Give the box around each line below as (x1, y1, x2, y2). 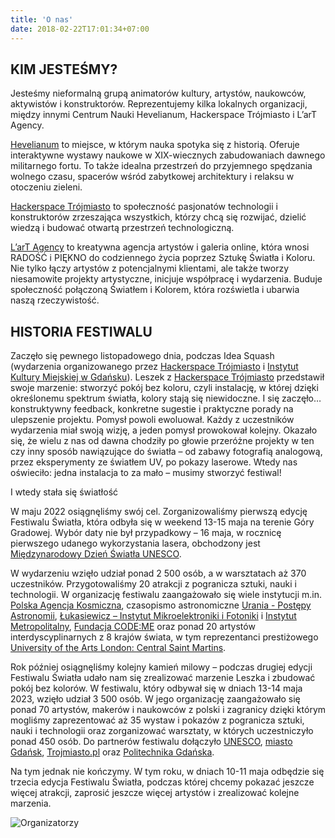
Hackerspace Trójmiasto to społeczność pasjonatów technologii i (10, 201, 278, 213)
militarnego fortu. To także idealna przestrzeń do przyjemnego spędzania (10, 160, 313, 172)
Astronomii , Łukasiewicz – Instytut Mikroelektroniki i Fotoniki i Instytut (10, 610, 297, 622)
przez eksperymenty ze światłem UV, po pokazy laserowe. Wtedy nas (10, 456, 298, 468)
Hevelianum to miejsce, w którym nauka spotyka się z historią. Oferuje (10, 139, 300, 151)
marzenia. (10, 797, 52, 810)
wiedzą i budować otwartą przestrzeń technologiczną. (10, 222, 235, 234)
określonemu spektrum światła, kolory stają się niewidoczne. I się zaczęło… (10, 392, 322, 405)
